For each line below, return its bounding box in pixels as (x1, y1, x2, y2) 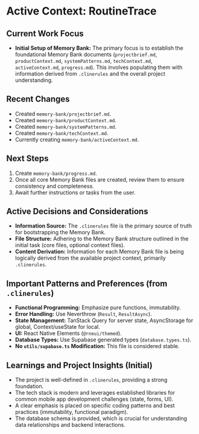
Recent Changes (6, 94, 71, 104)
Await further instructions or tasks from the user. (14, 189, 136, 196)
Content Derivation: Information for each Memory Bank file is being (14, 248, 184, 255)
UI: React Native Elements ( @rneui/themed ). (14, 330, 122, 337)
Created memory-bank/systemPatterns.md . (14, 123, 116, 130)
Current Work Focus (6, 28, 84, 39)
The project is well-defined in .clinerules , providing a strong (14, 376, 168, 384)
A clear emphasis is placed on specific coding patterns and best (14, 402, 175, 409)
